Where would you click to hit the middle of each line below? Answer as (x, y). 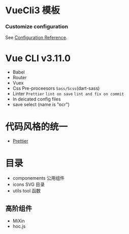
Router (20, 78)
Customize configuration (37, 27)
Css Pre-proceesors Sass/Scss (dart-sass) (56, 88)
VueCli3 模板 (33, 10)
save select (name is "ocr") (41, 105)
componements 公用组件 (39, 178)
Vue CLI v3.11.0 (38, 58)
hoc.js (19, 226)
